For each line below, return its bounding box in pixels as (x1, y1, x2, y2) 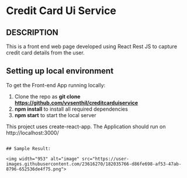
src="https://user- (81, 156, 130, 162)
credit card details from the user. (6, 49, 85, 56)
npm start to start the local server (14, 111, 96, 118)
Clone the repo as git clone (14, 93, 81, 100)
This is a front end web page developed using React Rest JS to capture (6, 43, 177, 50)
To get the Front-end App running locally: (6, 81, 106, 88)
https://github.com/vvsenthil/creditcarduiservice (14, 99, 138, 106)
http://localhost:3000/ (6, 129, 60, 136)
